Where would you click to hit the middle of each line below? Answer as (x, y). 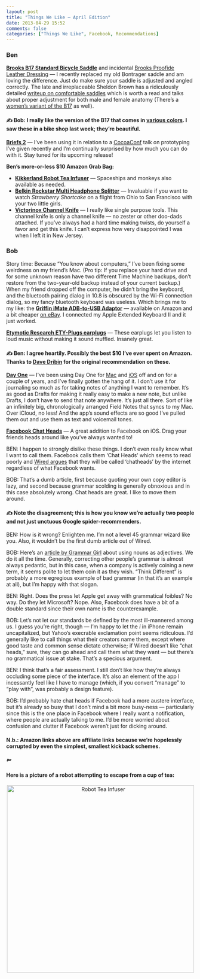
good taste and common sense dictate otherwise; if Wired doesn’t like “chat (99, 646)
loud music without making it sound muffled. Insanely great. (80, 339)
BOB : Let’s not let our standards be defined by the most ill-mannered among (100, 621)
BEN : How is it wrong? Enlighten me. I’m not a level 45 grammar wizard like (98, 535)
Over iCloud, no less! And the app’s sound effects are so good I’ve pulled (96, 413)
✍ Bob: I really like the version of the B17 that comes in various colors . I (97, 120)
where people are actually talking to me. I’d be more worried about (88, 720)
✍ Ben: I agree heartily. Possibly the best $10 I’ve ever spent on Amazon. (99, 353)
